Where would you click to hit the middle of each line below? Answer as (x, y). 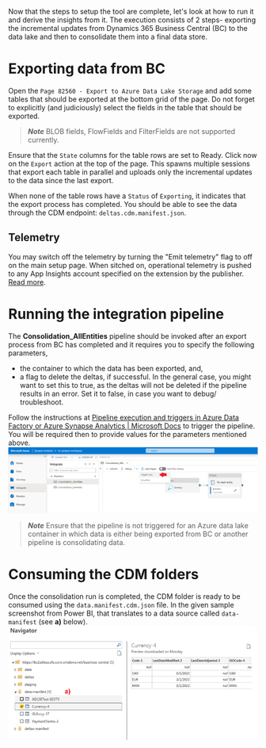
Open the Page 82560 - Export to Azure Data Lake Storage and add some (130, 90)
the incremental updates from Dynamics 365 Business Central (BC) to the (128, 28)
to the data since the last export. (61, 180)
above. (19, 443)
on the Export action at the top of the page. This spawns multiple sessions (129, 163)
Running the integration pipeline (116, 314)
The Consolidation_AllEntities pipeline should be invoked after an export (127, 336)
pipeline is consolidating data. (76, 543)
